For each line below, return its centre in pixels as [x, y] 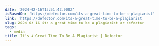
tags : [10, 27]
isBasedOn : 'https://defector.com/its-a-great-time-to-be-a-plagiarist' [80, 14]
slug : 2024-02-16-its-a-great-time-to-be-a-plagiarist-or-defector [75, 23]
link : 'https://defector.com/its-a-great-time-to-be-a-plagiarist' [75, 18]
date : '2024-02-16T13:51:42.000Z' [40, 9]
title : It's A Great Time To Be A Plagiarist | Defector [64, 36]
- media [17, 32]
